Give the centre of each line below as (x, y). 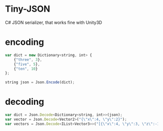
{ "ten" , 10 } (26, 69)
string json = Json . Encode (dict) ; (40, 82)
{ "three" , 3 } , (28, 59)
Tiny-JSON (28, 9)
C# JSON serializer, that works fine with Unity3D (54, 22)
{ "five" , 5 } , (27, 64)
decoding (25, 102)
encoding (25, 42)
